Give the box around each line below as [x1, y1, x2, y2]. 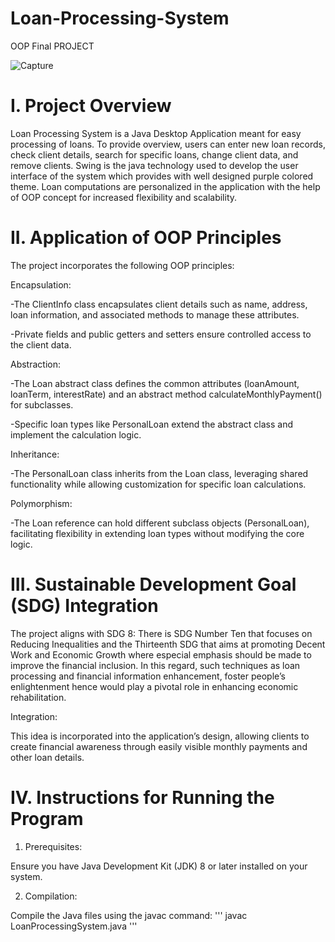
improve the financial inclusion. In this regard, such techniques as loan [10, 659, 301, 671]
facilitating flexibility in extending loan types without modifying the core [10, 527, 305, 539]
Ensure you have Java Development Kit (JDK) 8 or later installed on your [10, 860, 308, 872]
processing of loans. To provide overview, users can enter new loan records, [10, 138, 326, 150]
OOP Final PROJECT [10, 40, 95, 52]
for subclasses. [10, 398, 74, 411]
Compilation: [24, 890, 78, 902]
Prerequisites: [24, 840, 83, 852]
